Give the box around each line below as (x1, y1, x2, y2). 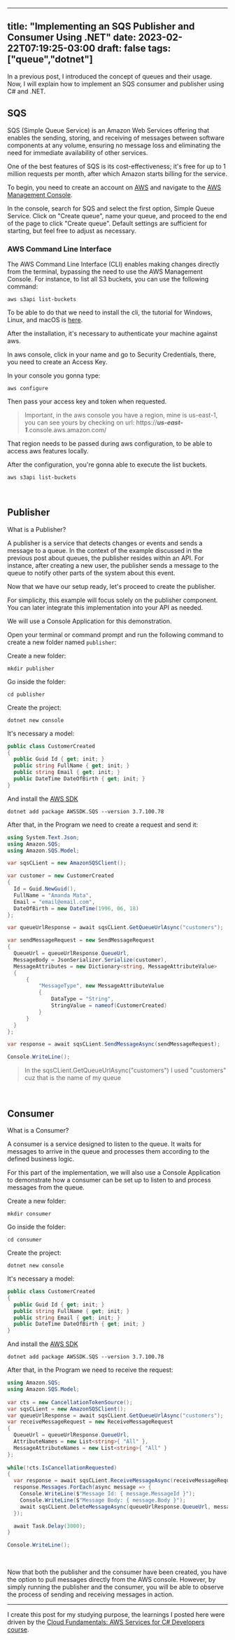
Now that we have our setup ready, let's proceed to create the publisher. (7, 582, 216, 590)
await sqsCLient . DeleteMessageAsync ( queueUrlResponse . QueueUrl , (20, 1503, 211, 1510)
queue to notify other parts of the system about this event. (7, 568, 176, 577)
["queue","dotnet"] (7, 53, 93, 65)
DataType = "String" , (51, 996, 114, 1003)
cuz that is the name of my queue (24, 1074, 121, 1082)
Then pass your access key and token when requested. (7, 397, 167, 406)
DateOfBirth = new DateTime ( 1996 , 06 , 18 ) (13, 905, 139, 912)
